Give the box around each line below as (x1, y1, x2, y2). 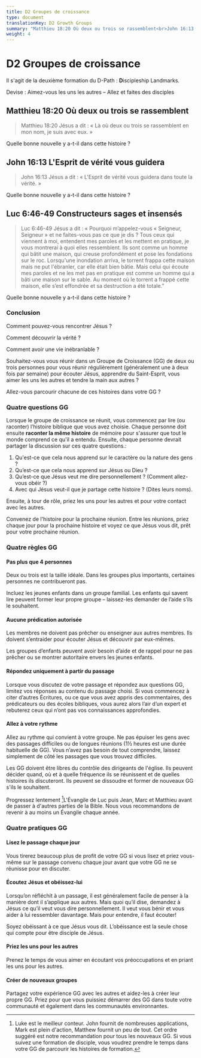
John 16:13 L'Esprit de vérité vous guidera (6, 157, 165, 168)
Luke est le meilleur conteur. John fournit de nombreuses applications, (14, 1020, 189, 1027)
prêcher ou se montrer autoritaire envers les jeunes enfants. (6, 654, 154, 661)
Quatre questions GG (6, 403, 69, 412)
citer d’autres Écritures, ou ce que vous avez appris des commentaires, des (6, 693, 192, 701)
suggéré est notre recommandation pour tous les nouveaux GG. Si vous (14, 1033, 191, 1040)
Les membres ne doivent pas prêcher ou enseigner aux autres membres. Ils (6, 629, 193, 637)
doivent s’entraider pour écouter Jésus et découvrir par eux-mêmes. (6, 636, 175, 643)
